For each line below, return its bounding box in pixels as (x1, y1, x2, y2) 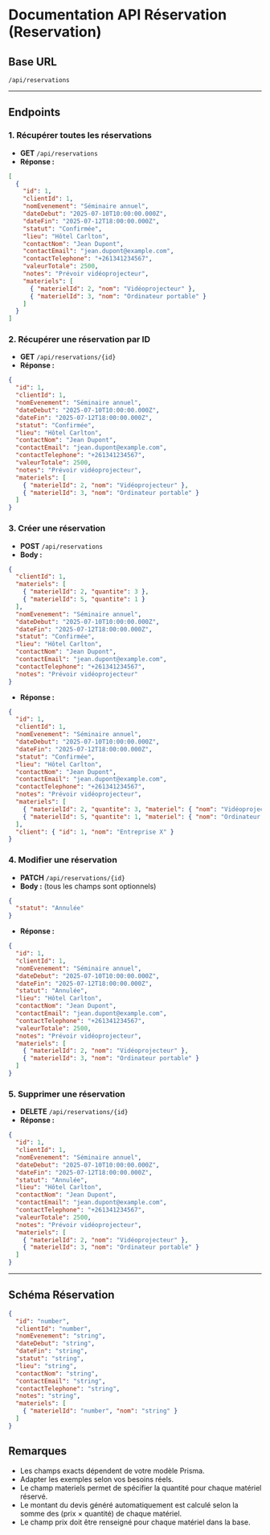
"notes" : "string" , (15, 1392, 81, 1400)
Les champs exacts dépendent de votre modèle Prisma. (19, 1466, 205, 1475)
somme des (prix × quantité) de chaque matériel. (19, 1508, 182, 1518)
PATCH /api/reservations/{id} (19, 872, 126, 882)
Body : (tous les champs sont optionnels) (19, 881, 157, 891)
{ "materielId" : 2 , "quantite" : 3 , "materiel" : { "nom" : (22, 805, 218, 813)
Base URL (8, 55, 58, 69)
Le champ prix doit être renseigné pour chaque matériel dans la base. (19, 1517, 251, 1527)
